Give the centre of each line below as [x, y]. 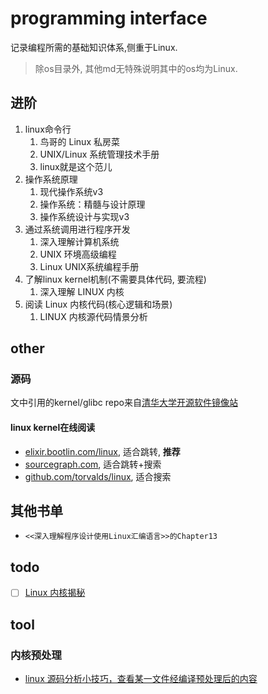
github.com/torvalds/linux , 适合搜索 [98, 476]
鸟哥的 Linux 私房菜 [79, 141]
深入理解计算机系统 [79, 241]
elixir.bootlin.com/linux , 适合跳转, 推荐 [102, 451]
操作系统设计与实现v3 [84, 216]
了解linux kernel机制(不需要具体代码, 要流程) [115, 279]
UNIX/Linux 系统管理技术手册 [99, 154]
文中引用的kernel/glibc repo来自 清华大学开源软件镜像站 [124, 403]
